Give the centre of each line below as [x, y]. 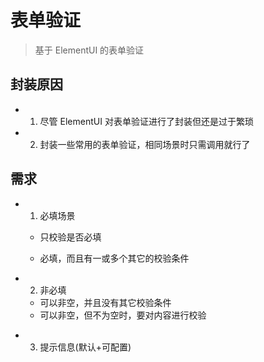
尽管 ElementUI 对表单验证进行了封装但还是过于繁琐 [146, 121]
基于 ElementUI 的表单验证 [89, 50]
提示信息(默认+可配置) [85, 347]
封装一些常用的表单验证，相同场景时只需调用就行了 [145, 144]
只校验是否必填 [70, 237]
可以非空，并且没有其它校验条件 [105, 302]
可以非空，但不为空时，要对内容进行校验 [123, 315]
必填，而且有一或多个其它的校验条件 [114, 258]
